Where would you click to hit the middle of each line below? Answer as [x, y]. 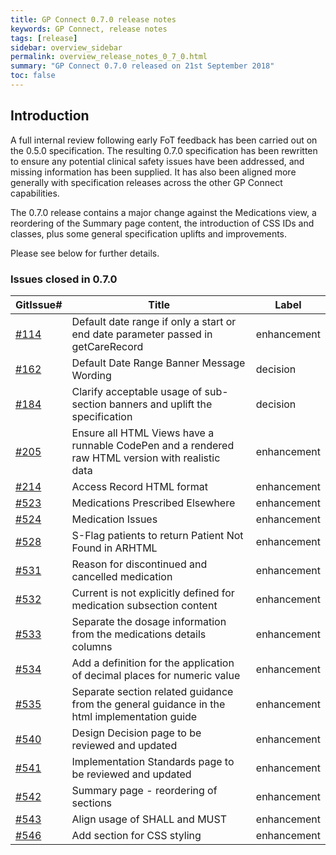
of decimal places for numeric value [156, 675]
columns [92, 646]
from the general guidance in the [148, 704]
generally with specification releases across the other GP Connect [146, 182]
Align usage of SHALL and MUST [149, 819]
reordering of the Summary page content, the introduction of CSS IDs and [162, 223]
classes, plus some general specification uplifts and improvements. [149, 233]
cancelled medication [122, 576]
